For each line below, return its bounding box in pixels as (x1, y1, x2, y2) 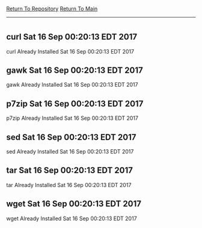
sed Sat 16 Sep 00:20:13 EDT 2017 (6, 132, 136, 142)
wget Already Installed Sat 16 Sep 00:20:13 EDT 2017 (6, 215, 137, 222)
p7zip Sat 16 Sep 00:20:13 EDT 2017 (6, 99, 144, 109)
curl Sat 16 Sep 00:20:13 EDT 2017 (6, 32, 137, 42)
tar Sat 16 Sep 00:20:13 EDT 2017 (6, 165, 133, 176)
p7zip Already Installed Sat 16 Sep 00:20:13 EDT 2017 (6, 114, 138, 122)
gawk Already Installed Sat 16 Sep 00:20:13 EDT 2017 (6, 81, 138, 88)
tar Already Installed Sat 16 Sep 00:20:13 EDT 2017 (6, 181, 132, 188)
